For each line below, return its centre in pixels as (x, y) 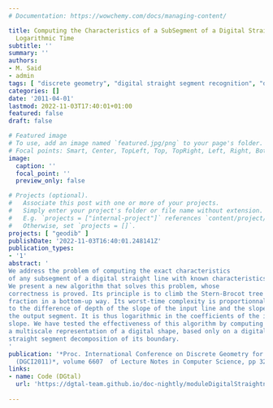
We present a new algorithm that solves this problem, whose (114, 286)
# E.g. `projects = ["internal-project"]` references (105, 218)
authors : (23, 61)
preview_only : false (50, 181)
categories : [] (34, 91)
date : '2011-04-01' (41, 98)
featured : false (36, 114)
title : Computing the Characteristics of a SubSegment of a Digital (127, 30)
